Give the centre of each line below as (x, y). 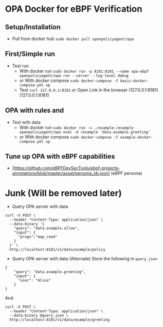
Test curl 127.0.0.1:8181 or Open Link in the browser (73, 90)
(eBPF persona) (127, 173)
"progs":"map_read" (37, 237)
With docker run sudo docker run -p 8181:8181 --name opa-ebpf (84, 71)
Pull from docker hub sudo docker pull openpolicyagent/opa (73, 39)
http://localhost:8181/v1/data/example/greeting (60, 320)
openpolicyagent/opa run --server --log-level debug (74, 76)
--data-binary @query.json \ (39, 316)
